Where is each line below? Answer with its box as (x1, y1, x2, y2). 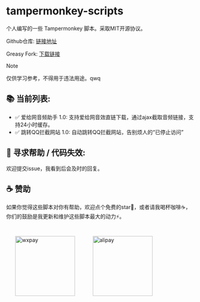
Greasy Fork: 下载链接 (6, 50, 61, 58)
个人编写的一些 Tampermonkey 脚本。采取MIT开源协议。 (6, 25, 146, 32)
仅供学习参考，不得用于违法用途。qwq (6, 74, 101, 81)
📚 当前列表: (6, 94, 51, 104)
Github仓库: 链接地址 (6, 37, 57, 44)
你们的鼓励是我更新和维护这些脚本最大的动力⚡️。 (6, 213, 125, 220)
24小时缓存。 (20, 121, 54, 128)
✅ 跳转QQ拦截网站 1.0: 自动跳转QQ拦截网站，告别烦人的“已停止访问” (14, 128, 184, 135)
